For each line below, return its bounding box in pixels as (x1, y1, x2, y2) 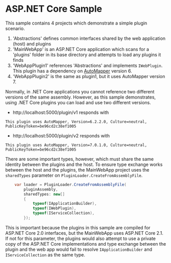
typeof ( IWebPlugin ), (32, 206, 77, 211)
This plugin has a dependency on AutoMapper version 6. (12, 67, 132, 74)
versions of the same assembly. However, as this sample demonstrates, (5, 94, 156, 100)
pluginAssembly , (23, 187, 58, 192)
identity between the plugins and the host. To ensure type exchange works (5, 161, 163, 168)
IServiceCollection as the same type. (5, 251, 86, 258)
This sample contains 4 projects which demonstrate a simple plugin (5, 20, 148, 26)
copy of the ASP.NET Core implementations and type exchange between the (5, 241, 166, 247)
